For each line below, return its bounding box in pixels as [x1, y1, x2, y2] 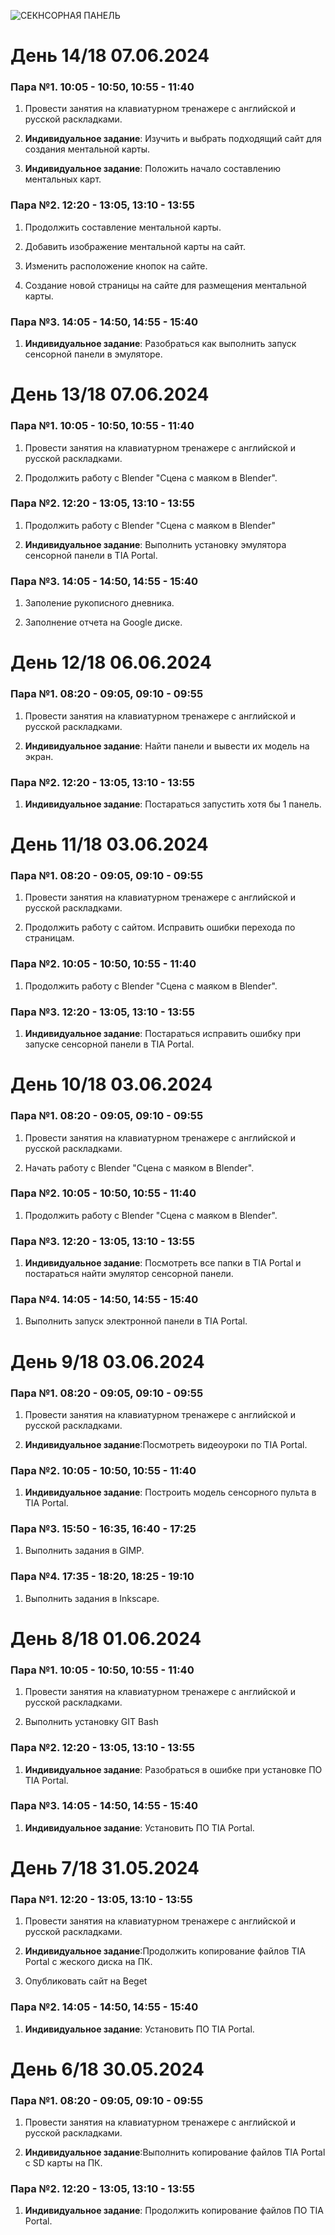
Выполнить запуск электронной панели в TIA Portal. [24, 1315, 248, 1327]
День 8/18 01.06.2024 [10, 1627, 202, 1650]
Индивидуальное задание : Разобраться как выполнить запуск [24, 338, 297, 350]
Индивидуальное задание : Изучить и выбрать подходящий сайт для [24, 133, 322, 145]
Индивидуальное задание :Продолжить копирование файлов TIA [24, 1945, 306, 1957]
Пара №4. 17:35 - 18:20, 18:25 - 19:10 [10, 1570, 195, 1584]
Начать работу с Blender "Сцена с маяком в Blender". [24, 1161, 255, 1174]
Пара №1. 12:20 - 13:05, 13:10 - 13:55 [10, 1892, 193, 1906]
